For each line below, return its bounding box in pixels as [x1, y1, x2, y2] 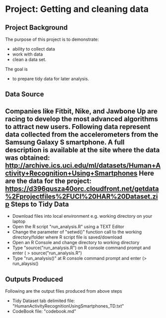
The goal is [5, 66, 28, 72]
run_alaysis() [12, 260, 39, 266]
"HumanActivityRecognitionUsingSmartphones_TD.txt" [12, 303, 124, 309]
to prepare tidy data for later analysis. [12, 76, 89, 81]
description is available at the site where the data [5, 145, 160, 154]
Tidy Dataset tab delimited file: [12, 298, 75, 304]
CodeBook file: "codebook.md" [12, 309, 76, 315]
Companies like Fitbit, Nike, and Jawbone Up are [5, 107, 158, 115]
